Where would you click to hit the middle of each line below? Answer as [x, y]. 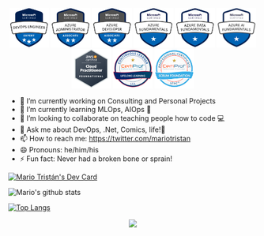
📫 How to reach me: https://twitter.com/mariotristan [105, 139]
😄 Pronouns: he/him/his [59, 150]
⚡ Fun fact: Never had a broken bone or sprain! [96, 159]
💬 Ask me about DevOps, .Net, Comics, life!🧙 [92, 129]
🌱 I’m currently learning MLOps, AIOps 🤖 [85, 109]
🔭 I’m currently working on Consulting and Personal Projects [117, 101]
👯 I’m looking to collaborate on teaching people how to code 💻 [122, 118]
